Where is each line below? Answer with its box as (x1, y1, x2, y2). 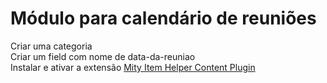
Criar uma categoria (10, 40, 93, 52)
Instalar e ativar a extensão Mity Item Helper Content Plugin (10, 61, 256, 73)
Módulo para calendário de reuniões (10, 7, 317, 30)
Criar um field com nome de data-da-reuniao (10, 50, 196, 62)
